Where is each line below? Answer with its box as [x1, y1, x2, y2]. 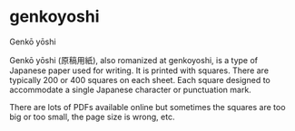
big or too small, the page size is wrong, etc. [9, 111, 175, 122]
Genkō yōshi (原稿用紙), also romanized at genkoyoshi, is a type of [9, 54, 259, 65]
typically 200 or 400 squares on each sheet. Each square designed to [9, 74, 270, 85]
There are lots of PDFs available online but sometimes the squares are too [9, 101, 286, 112]
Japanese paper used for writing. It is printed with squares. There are [9, 65, 270, 76]
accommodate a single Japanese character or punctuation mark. [9, 84, 251, 95]
